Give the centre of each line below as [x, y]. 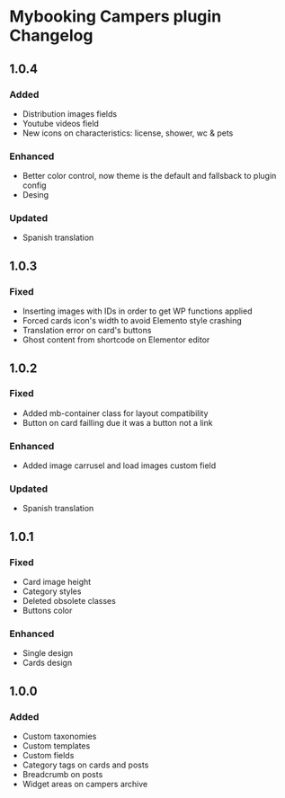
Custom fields [48, 756]
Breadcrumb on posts [62, 775]
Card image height [57, 582]
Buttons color [47, 611]
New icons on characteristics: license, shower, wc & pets [128, 133]
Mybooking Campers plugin [116, 17]
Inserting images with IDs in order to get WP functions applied [137, 311]
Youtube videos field [60, 123]
